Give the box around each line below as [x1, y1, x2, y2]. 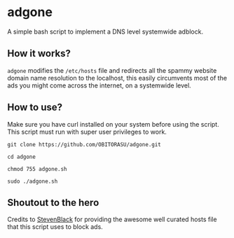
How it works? [7, 48, 71, 59]
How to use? [7, 101, 63, 113]
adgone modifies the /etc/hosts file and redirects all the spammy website [7, 66, 217, 74]
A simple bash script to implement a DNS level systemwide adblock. [7, 27, 204, 36]
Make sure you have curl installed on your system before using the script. [7, 120, 219, 128]
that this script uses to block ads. [7, 223, 103, 231]
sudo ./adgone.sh [7, 178, 58, 185]
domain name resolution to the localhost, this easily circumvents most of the [7, 73, 228, 82]
